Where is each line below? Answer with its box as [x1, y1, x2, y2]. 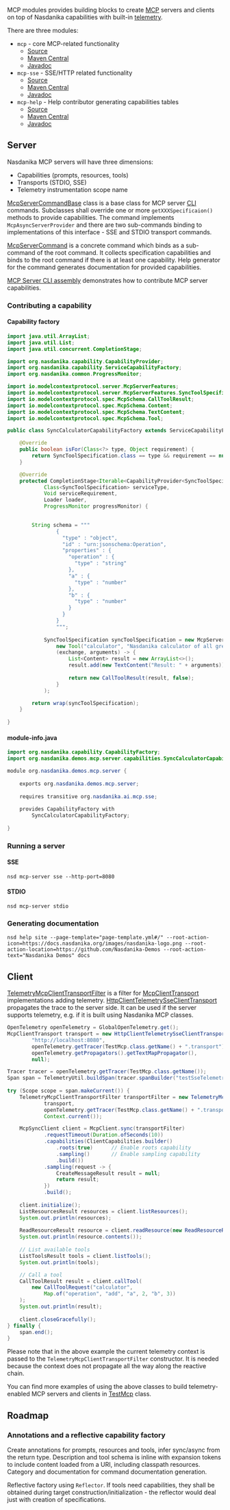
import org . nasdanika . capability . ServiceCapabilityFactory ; [7, 364, 183, 371]
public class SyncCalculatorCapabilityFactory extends [7, 428, 167, 434]
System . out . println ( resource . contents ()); [19, 1233, 142, 1241]
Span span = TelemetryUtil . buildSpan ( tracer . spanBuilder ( [7, 1075, 176, 1082]
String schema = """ [31, 521, 90, 528]
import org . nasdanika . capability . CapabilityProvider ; [7, 358, 164, 365]
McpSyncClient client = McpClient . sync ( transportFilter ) [19, 1125, 186, 1132]
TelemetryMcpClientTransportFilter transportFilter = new [19, 1093, 188, 1100]
